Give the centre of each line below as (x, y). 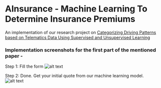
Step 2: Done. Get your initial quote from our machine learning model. (74, 76)
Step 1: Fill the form (24, 66)
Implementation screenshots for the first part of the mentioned (80, 50)
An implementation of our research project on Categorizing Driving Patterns (80, 32)
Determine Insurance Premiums (70, 19)
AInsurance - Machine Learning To (76, 9)
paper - (14, 56)
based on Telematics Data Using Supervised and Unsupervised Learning (78, 38)
